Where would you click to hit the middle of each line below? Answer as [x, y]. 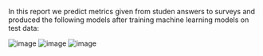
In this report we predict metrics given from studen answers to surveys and [132, 11]
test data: [24, 28]
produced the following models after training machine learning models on [129, 20]
